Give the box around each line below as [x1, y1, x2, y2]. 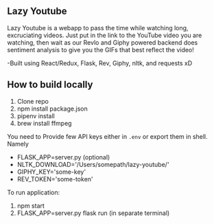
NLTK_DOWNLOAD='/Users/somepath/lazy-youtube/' [16, 160, 169, 168]
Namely [7, 139, 29, 148]
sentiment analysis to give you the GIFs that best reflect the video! [7, 45, 194, 54]
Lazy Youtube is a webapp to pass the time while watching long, [7, 23, 189, 32]
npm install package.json [16, 104, 88, 113]
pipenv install [16, 111, 55, 120]
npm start [16, 201, 45, 210]
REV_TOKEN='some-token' [16, 175, 94, 183]
